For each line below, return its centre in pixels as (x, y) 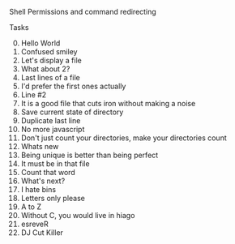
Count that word (48, 172)
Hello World (41, 43)
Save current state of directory (72, 112)
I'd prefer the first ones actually (73, 86)
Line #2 (34, 95)
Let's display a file (51, 60)
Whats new (40, 146)
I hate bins (38, 189)
